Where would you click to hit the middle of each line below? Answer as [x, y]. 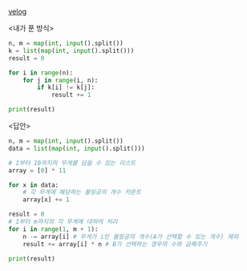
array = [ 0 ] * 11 [37, 170]
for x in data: [34, 185]
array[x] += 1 [46, 200]
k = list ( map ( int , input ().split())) [71, 51]
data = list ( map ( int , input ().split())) [77, 148]
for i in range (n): [41, 73]
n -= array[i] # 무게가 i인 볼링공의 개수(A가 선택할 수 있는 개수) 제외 [131, 237]
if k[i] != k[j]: [66, 87]
